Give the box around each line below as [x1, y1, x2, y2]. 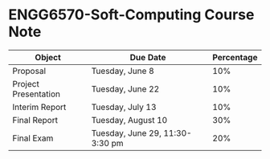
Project [12, 78, 40, 89]
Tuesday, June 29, [91, 127, 162, 138]
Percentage [212, 51, 258, 63]
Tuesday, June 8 [91, 65, 154, 76]
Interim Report [12, 101, 67, 112]
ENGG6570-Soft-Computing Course [8, 6, 255, 24]
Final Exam [12, 132, 54, 144]
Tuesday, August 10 [91, 114, 168, 125]
